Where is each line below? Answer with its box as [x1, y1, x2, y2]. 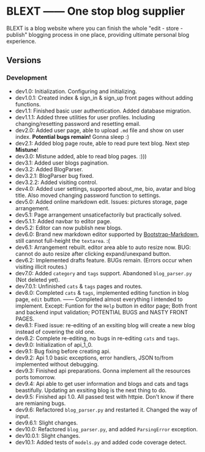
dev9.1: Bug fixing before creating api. [15, 347, 111, 355]
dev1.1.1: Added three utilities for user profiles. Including [15, 113, 155, 120]
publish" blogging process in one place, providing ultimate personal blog [6, 31, 190, 38]
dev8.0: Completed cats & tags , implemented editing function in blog [15, 289, 189, 296]
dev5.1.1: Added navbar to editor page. [15, 217, 112, 224]
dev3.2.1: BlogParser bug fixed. [15, 172, 94, 179]
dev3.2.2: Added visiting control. [15, 179, 98, 186]
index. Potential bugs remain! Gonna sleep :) [15, 133, 130, 140]
